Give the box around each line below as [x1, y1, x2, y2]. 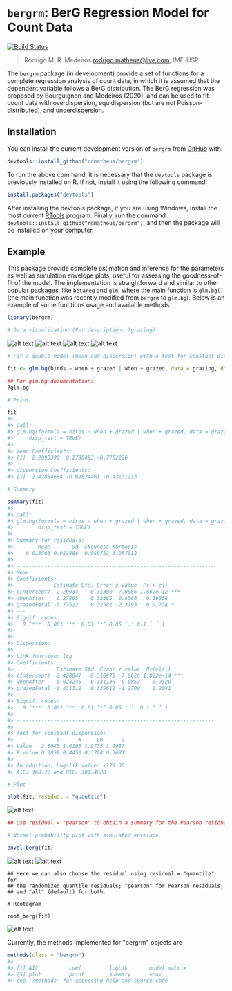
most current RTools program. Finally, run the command [7, 211, 166, 219]
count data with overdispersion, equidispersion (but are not [7, 98, 176, 107]
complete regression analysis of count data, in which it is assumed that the [7, 76, 220, 84]
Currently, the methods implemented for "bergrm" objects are [7, 938, 183, 946]
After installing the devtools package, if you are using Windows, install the [7, 203, 217, 212]
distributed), [7, 106, 42, 114]
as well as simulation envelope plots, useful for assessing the [7, 271, 181, 280]
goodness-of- [182, 271, 222, 280]
